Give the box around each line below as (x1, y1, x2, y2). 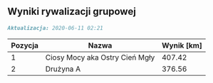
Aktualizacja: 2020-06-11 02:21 (7, 24, 103, 31)
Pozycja (11, 40, 39, 50)
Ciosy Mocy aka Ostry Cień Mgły (45, 52, 155, 62)
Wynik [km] (161, 40, 203, 50)
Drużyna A (45, 64, 80, 74)
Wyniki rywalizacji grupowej (7, 6, 137, 18)
